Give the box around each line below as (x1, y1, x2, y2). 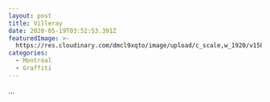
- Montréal (15, 57, 52, 65)
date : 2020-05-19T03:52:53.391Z (8, 27, 117, 35)
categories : (8, 49, 48, 57)
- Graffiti (15, 64, 52, 72)
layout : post (8, 11, 52, 20)
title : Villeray (8, 19, 63, 27)
